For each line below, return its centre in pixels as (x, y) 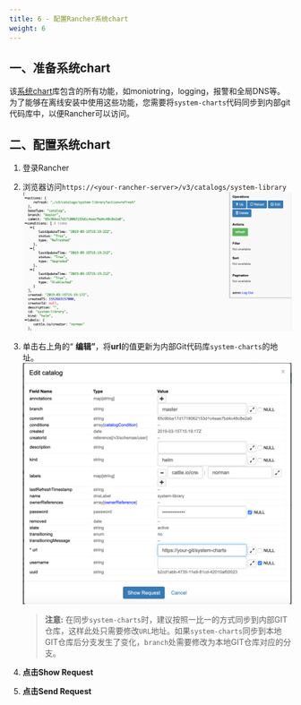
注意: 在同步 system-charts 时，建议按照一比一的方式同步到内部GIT (166, 619)
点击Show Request (58, 672)
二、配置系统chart (60, 145)
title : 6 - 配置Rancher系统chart (69, 19)
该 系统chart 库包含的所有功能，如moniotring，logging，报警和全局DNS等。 (147, 91)
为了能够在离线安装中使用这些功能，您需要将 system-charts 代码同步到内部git (150, 102)
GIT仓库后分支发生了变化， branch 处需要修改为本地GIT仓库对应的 (164, 641)
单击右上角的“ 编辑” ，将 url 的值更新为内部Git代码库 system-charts (142, 347)
